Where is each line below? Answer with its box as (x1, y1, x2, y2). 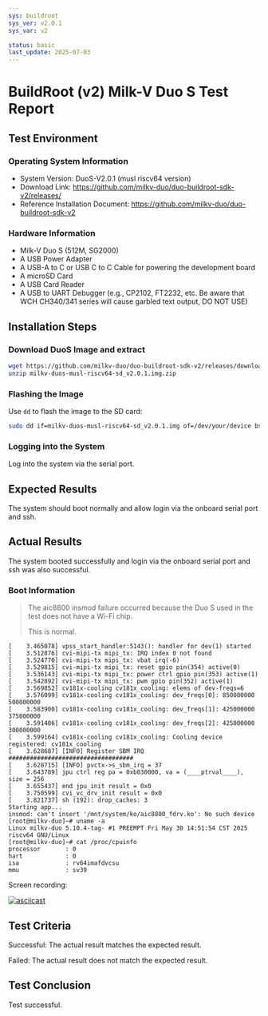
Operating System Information (8, 155, 129, 166)
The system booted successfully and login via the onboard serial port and (8, 556, 251, 566)
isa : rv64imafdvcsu (8, 859, 120, 867)
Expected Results (8, 482, 97, 496)
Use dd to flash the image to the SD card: (8, 407, 143, 416)
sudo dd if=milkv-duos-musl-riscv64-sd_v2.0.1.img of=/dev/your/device (8, 422, 251, 430)
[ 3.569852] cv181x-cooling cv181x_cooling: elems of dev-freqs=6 (8, 684, 245, 692)
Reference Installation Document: (19, 199, 130, 209)
